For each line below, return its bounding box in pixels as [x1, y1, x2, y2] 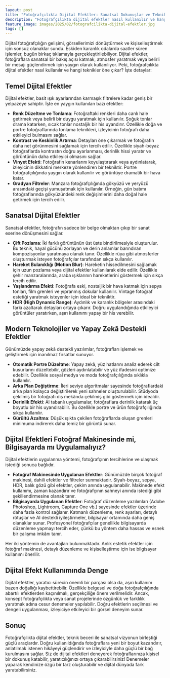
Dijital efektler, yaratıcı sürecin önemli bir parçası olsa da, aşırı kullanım [5, 580, 153, 586]
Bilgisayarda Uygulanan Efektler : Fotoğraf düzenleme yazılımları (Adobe [12, 499, 165, 505]
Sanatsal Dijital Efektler [5, 211, 80, 220]
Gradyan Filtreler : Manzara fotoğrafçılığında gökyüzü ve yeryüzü [12, 180, 149, 186]
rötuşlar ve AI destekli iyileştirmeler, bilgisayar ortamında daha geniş [12, 515, 155, 521]
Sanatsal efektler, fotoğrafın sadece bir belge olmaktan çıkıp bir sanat [5, 224, 150, 231]
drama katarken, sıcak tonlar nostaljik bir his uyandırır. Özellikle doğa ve [12, 121, 162, 127]
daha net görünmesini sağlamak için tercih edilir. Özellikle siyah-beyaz [12, 142, 159, 148]
